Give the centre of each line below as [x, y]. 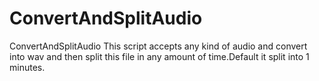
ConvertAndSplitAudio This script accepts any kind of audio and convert [158, 46]
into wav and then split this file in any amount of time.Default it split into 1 [159, 56]
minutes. [27, 67]
